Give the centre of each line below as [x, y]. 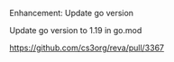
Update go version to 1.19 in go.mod [76, 30]
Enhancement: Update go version [71, 13]
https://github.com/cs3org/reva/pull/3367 [87, 48]
